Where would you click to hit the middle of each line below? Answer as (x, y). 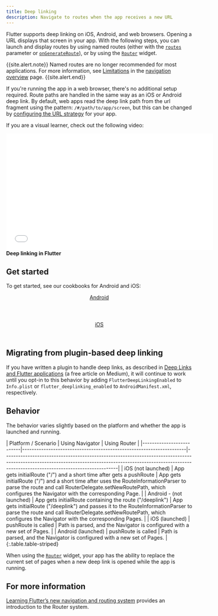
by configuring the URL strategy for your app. (61, 114)
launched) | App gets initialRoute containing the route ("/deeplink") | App (95, 500)
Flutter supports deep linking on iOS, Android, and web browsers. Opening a (99, 34)
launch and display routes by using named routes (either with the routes (94, 46)
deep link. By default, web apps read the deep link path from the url (88, 101)
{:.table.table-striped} (32, 544)
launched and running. (33, 431)
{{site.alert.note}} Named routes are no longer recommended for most (92, 64)
